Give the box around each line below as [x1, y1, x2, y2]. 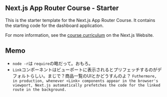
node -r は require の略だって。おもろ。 [12, 60, 93, 66]
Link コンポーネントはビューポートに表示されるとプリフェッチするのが [12, 67, 157, 73]
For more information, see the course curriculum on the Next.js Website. [5, 32, 154, 38]
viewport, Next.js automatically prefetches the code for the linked [12, 83, 161, 88]
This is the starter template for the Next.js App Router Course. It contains [5, 17, 155, 23]
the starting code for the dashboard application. [5, 22, 104, 28]
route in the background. [12, 87, 66, 92]
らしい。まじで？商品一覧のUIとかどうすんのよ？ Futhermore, [29, 73, 157, 79]
